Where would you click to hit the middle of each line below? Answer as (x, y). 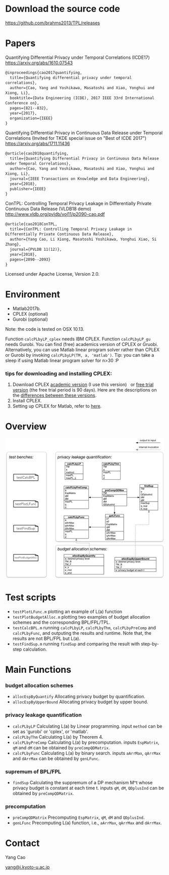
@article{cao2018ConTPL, (31, 224)
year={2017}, (23, 113)
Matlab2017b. (27, 308)
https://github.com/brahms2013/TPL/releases (52, 23)
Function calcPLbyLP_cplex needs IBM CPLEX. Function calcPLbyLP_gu (78, 339)
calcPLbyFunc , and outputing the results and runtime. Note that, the (82, 633)
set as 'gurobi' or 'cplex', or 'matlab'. (50, 731)
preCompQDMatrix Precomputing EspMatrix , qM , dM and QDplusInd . (78, 817)
